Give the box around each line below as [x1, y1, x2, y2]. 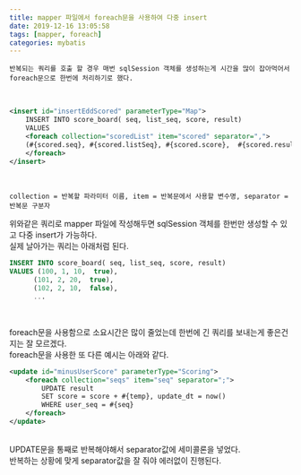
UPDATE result [41, 384, 94, 393]
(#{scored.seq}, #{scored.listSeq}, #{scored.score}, [25, 140, 230, 149]
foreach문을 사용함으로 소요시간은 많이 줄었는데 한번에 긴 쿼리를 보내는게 [9, 326, 265, 337]
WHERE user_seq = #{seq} [41, 401, 134, 410]
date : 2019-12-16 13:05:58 [9, 22, 110, 30]
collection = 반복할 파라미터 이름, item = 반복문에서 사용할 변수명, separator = [9, 192, 288, 202]
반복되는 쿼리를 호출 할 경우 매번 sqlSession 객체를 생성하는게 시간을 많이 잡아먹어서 [9, 65, 290, 73]
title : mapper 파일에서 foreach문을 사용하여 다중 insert [9, 13, 208, 22]
